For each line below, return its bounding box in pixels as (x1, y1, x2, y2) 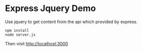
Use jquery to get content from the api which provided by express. (5, 19, 138, 25)
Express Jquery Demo (5, 3, 96, 14)
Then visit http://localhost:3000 (5, 40, 68, 46)
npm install (5, 28, 29, 33)
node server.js (5, 32, 36, 37)
